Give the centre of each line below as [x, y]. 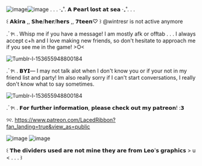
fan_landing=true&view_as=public [48, 126]
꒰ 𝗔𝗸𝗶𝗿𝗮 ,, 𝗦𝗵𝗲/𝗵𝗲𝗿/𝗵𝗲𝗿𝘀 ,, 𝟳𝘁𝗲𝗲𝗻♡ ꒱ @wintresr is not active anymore [95, 21]
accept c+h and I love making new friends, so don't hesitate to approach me [101, 40]
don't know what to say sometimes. [50, 84]
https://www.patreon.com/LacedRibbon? [65, 120]
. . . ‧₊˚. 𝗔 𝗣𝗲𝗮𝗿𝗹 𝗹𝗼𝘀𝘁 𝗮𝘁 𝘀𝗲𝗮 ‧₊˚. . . [93, 9]
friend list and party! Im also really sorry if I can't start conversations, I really [101, 78]
